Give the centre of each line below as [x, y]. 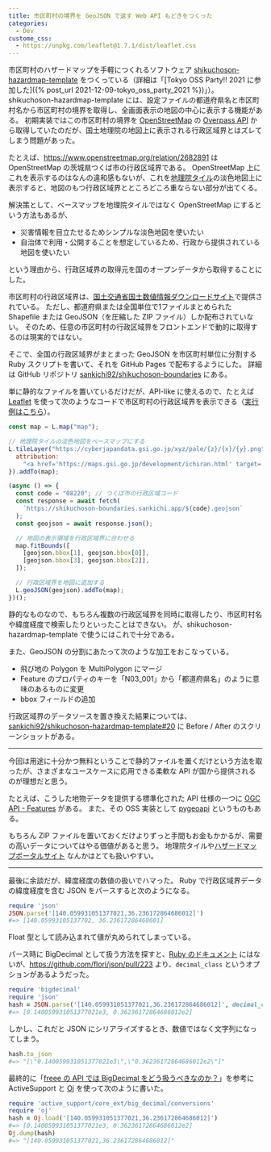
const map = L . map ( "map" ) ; [54, 427]
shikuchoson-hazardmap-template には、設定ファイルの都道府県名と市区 [130, 100]
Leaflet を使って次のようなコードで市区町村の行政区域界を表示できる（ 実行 [134, 402]
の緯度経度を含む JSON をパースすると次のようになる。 [101, 890]
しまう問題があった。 [44, 140]
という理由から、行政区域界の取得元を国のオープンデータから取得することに [135, 269]
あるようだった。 [65, 975]
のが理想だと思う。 [40, 781]
